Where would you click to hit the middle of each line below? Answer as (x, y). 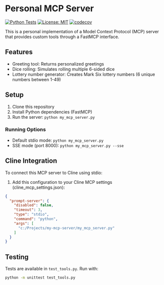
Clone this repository (33, 107)
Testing (17, 257)
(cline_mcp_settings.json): (38, 187)
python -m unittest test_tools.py (40, 278)
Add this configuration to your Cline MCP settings (62, 182)
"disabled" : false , (34, 205)
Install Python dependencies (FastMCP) (52, 112)
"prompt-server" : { (29, 201)
